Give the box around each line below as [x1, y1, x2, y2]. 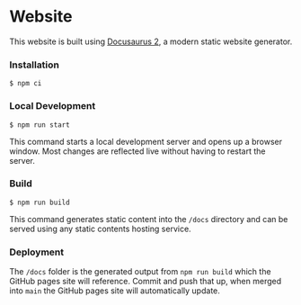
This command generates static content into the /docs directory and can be [9, 213, 288, 224]
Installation [9, 58, 60, 71]
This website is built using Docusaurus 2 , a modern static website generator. [9, 36, 293, 47]
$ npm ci [9, 79, 42, 88]
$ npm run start [9, 120, 70, 130]
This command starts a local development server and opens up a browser [9, 136, 283, 147]
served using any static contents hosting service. [9, 223, 191, 234]
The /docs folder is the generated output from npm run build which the [9, 266, 271, 277]
